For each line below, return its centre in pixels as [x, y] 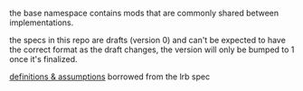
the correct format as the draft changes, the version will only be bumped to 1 [152, 50]
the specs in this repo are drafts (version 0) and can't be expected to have [148, 40]
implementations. [42, 23]
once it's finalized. [44, 59]
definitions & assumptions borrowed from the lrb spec [110, 77]
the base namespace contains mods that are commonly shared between [144, 13]
